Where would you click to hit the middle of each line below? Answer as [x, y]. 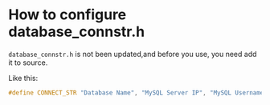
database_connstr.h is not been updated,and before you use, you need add [133, 54]
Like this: [23, 78]
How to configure [67, 15]
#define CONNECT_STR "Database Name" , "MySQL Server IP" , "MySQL [120, 93]
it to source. [28, 63]
